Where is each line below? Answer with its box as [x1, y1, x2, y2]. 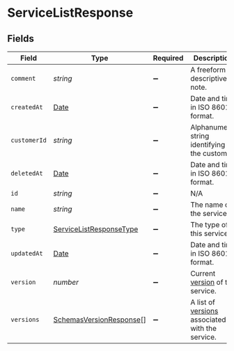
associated [190, 315, 226, 325]
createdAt [10, 103, 43, 111]
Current [190, 269, 216, 278]
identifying [190, 140, 226, 149]
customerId [10, 136, 47, 144]
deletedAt [10, 169, 43, 177]
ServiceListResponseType [53, 224, 139, 234]
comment [10, 75, 36, 82]
